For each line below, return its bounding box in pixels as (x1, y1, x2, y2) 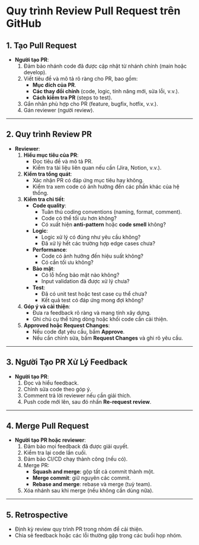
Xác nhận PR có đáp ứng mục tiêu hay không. (32, 176, 144, 183)
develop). (23, 69, 47, 75)
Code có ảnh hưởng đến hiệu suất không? (41, 252, 144, 259)
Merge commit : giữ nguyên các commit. (32, 474, 131, 481)
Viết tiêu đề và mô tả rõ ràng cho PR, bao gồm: (23, 75, 138, 82)
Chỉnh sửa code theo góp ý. (23, 385, 92, 392)
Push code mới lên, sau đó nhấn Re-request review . (23, 398, 152, 405)
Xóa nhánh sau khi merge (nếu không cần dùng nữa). (23, 487, 154, 494)
